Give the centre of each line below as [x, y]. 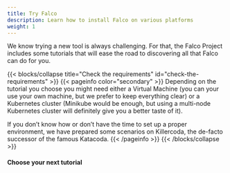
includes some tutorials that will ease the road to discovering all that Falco [113, 53]
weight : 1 [21, 26]
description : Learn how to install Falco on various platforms [100, 20]
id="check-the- [177, 74]
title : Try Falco [32, 13]
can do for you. [29, 61]
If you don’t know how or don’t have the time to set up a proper [97, 125]
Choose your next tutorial [45, 162]
